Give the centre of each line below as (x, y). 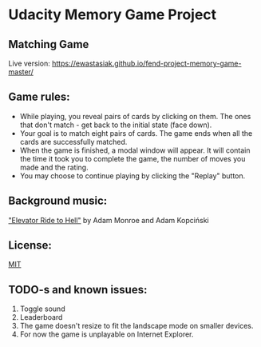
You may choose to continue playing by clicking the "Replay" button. (132, 175)
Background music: (58, 201)
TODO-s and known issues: (78, 289)
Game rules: (39, 97)
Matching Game (49, 44)
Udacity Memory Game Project (113, 15)
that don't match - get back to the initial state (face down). (116, 125)
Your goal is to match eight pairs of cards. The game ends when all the (136, 133)
